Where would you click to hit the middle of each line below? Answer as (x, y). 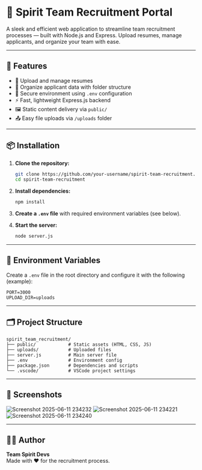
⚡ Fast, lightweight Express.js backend (63, 100)
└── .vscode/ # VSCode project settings (71, 371)
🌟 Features (27, 66)
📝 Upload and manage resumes (54, 80)
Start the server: (36, 225)
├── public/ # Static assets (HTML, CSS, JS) (79, 345)
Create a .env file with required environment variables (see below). (98, 214)
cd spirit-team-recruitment (50, 179)
